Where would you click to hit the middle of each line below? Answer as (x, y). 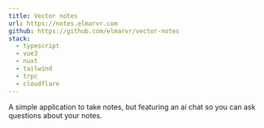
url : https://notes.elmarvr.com (63, 23)
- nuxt (27, 62)
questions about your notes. (56, 115)
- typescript (38, 46)
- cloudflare (38, 83)
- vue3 (27, 53)
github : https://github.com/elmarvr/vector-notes (94, 31)
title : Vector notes (43, 16)
